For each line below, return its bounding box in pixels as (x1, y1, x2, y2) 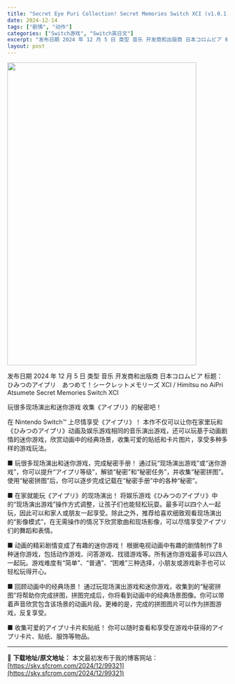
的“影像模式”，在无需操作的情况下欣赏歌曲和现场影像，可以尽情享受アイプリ (7, 517, 227, 526)
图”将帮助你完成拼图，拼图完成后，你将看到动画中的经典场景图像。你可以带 (7, 591, 225, 599)
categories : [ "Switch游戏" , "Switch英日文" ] (7, 29, 134, 37)
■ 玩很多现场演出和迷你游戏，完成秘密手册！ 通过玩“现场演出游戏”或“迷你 (7, 459, 221, 467)
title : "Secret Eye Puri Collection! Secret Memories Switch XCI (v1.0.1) (7, 10, 230, 18)
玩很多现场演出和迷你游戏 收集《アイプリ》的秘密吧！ (7, 403, 162, 411)
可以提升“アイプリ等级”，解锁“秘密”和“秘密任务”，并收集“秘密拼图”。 (28, 468, 227, 476)
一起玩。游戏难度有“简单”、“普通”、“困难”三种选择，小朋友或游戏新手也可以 (7, 559, 226, 567)
